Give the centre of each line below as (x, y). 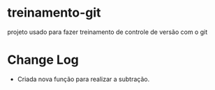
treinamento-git (54, 13)
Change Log (43, 60)
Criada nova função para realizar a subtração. (83, 79)
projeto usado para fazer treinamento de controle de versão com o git (107, 32)
